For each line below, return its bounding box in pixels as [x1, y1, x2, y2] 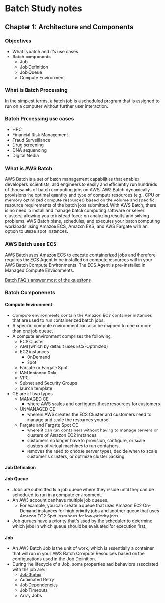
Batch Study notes [5, 3, 82, 14]
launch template [19, 385, 53, 391]
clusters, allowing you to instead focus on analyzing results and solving [5, 212, 149, 219]
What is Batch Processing [5, 86, 68, 93]
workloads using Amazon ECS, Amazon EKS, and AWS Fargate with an [5, 223, 148, 229]
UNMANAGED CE [19, 406, 55, 412]
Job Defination [5, 464, 36, 470]
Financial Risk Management [12, 132, 68, 138]
